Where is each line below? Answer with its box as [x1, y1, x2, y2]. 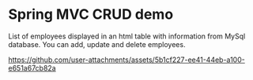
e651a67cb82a [8, 63, 57, 72]
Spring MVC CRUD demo [8, 5, 174, 24]
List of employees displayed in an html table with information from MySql [8, 31, 246, 41]
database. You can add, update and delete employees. [8, 39, 186, 49]
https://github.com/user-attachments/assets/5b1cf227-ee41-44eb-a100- [8, 55, 245, 64]
